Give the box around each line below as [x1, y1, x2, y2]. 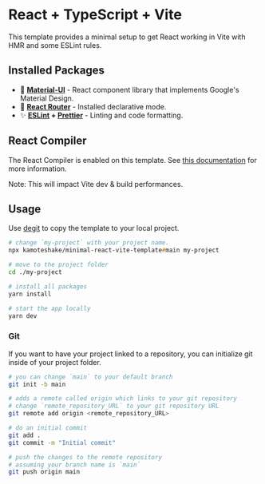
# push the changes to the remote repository [8, 453, 162, 461]
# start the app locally [8, 304, 91, 312]
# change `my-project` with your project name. [8, 239, 170, 247]
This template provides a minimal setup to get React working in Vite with [8, 32, 246, 42]
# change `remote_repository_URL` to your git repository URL [8, 402, 220, 411]
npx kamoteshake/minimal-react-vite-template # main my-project [8, 246, 220, 255]
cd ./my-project [8, 268, 62, 276]
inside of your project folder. [8, 357, 101, 367]
